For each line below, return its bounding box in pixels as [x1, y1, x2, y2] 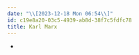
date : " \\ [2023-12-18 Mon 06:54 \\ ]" [7, 10, 113, 17]
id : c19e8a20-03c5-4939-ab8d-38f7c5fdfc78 [7, 17, 132, 24]
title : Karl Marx [7, 23, 58, 30]
